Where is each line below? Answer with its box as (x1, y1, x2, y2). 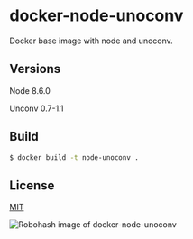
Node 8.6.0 (9, 85, 51, 96)
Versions (9, 61, 61, 77)
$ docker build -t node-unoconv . (9, 152, 140, 162)
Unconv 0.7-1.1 (9, 103, 64, 114)
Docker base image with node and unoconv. (9, 35, 173, 46)
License (9, 178, 55, 193)
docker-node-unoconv (9, 5, 184, 26)
